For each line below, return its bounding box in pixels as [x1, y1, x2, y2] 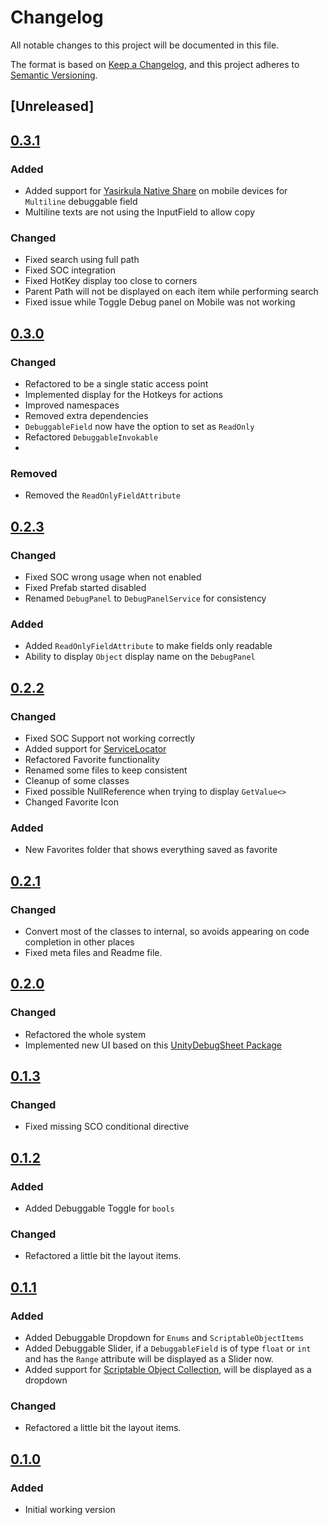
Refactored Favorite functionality [24, 753, 160, 765]
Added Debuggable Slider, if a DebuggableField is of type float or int [24, 1342, 312, 1354]
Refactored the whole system [24, 1028, 147, 1040]
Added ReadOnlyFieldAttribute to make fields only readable [24, 640, 273, 652]
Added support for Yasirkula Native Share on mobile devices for [24, 185, 288, 197]
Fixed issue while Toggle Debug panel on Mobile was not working [24, 296, 296, 308]
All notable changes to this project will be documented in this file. [10, 39, 280, 51]
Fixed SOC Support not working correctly [24, 732, 196, 744]
